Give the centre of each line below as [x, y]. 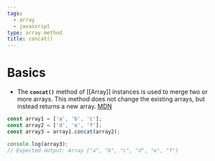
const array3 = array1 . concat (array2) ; [64, 132]
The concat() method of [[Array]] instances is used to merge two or [112, 92]
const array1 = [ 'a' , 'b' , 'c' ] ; [55, 119]
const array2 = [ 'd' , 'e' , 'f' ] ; [55, 125]
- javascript [32, 26]
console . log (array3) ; [38, 144]
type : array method [35, 33]
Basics [27, 73]
